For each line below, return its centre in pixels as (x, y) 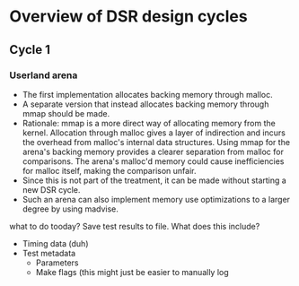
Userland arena (44, 75)
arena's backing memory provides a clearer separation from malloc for (153, 152)
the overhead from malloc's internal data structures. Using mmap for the (156, 142)
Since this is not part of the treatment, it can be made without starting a (154, 180)
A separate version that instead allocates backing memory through (145, 104)
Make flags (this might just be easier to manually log (132, 272)
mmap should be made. (66, 113)
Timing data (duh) (55, 243)
